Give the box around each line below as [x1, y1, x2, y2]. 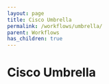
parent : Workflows [7, 29, 60, 36]
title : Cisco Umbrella [7, 16, 72, 23]
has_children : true [7, 36, 63, 42]
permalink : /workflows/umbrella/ [7, 23, 103, 29]
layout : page [7, 10, 45, 17]
